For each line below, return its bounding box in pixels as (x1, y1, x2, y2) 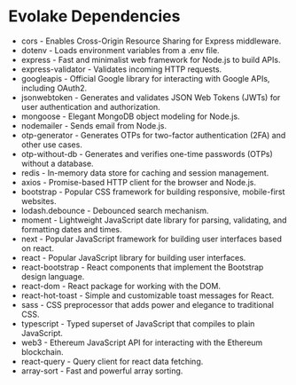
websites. (20, 195, 57, 206)
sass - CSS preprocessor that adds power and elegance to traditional (20, 299, 274, 310)
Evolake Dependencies (8, 6, 181, 27)
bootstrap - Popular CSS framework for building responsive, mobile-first (20, 186, 285, 197)
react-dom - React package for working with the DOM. (20, 280, 221, 291)
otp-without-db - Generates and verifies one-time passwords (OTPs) (20, 148, 274, 159)
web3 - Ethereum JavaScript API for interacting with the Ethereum (20, 337, 263, 348)
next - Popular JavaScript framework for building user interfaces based (20, 233, 283, 244)
